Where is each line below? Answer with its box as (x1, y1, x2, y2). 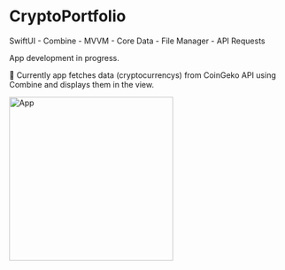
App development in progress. (9, 52, 119, 63)
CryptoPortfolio (9, 6, 127, 27)
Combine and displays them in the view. (9, 79, 155, 89)
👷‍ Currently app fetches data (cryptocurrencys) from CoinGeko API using (9, 69, 277, 81)
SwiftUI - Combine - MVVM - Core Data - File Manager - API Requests (9, 35, 266, 46)
